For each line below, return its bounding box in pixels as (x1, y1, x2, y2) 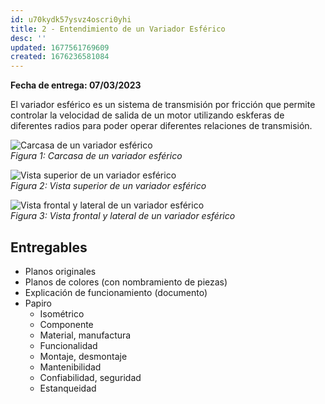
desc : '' (10, 33, 47, 43)
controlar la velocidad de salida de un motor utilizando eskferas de (10, 109, 285, 121)
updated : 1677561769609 (10, 42, 110, 53)
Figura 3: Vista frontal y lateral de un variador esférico (10, 210, 236, 222)
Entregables (10, 239, 88, 256)
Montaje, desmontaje (39, 350, 128, 362)
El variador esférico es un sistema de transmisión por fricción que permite (10, 99, 316, 111)
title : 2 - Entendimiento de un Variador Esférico (10, 24, 226, 34)
